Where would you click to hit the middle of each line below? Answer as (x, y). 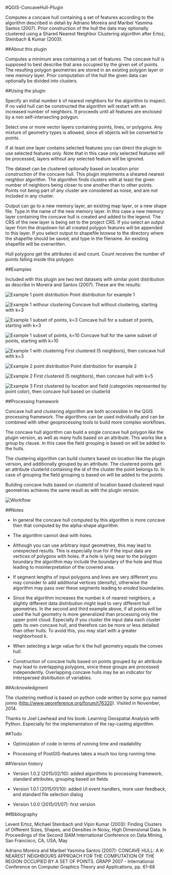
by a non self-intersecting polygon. (42, 117)
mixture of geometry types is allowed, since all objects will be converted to (84, 132)
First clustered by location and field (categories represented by (100, 386)
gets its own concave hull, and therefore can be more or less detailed (86, 625)
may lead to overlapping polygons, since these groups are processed (86, 667)
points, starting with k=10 (32, 341)
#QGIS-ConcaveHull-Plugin (34, 7)
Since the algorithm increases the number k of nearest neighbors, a (84, 598)
